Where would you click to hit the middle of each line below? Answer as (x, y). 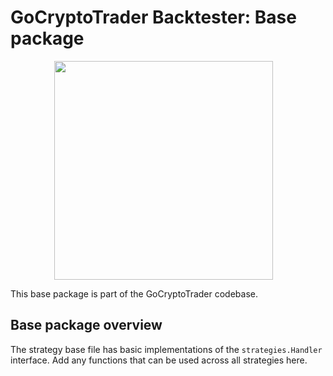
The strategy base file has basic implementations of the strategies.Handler (166, 349)
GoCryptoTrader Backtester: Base (153, 17)
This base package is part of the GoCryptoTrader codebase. (134, 293)
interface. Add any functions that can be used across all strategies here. (159, 360)
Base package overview (86, 325)
